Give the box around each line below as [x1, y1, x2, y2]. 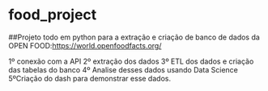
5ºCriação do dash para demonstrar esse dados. [8, 73, 172, 83]
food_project [8, 6, 97, 24]
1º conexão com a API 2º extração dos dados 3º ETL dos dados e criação [8, 56, 254, 66]
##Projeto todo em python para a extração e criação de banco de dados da [8, 32, 261, 42]
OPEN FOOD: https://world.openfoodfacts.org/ [8, 40, 162, 50]
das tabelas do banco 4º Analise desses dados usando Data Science [8, 64, 239, 74]
